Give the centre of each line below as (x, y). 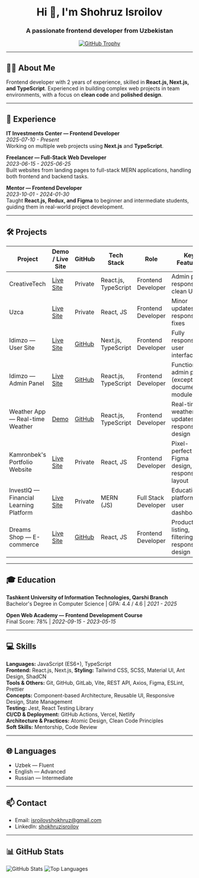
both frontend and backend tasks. (47, 176)
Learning (22, 505)
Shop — (20, 537)
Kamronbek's (28, 454)
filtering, (183, 537)
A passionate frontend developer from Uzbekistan (99, 31)
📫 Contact (27, 803)
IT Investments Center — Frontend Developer (63, 134)
